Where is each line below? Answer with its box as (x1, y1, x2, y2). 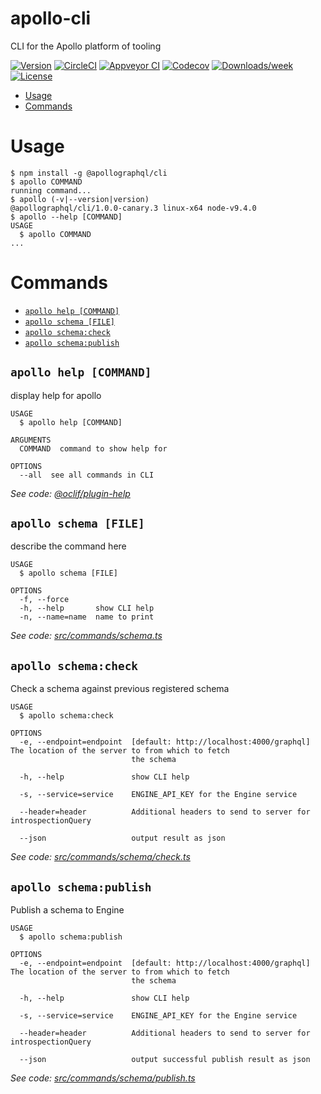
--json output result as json (19, 833, 226, 844)
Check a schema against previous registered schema (10, 683, 230, 695)
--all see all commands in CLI (19, 470, 155, 480)
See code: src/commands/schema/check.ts (10, 851, 191, 863)
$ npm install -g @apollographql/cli (10, 168, 168, 178)
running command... (10, 185, 92, 196)
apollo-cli (10, 7, 92, 30)
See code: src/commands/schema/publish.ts (10, 1072, 196, 1084)
